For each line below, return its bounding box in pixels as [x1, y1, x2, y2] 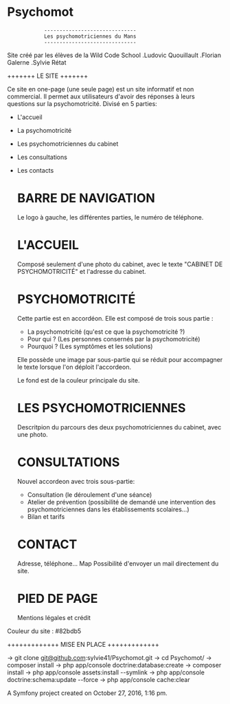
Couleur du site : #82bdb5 [7, 627, 82, 635]
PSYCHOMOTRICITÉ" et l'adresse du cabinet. [16, 267, 146, 275]
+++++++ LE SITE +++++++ [7, 72, 89, 80]
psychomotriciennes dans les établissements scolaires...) [27, 505, 190, 513]
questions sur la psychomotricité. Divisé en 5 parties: [7, 99, 158, 107]
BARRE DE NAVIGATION [16, 191, 156, 206]
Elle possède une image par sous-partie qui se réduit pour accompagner [16, 355, 223, 363]
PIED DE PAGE [16, 590, 98, 606]
